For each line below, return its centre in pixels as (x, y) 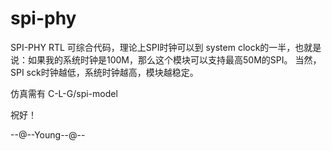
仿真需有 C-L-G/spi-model (64, 93)
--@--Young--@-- (48, 134)
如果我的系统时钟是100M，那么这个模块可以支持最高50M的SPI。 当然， (174, 59)
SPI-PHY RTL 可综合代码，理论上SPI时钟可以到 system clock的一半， (153, 47)
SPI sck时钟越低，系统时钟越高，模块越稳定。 (104, 72)
